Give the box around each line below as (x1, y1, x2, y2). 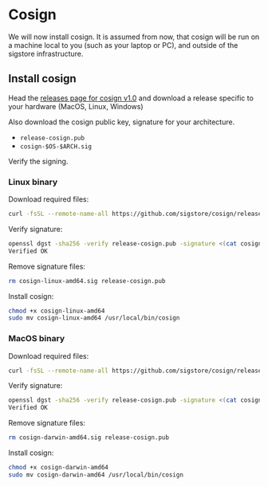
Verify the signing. (8, 156, 69, 166)
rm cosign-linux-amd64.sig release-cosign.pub (8, 277, 166, 285)
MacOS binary (8, 333, 65, 344)
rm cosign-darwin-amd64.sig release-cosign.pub (8, 434, 170, 442)
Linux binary (8, 176, 58, 187)
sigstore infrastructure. (8, 49, 84, 58)
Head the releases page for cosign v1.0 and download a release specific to (8, 93, 254, 103)
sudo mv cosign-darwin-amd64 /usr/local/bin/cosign (8, 470, 183, 479)
